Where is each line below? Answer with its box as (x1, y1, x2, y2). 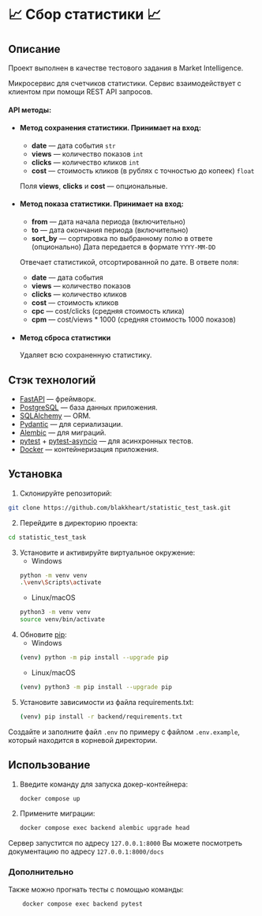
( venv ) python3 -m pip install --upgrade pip (19, 683, 172, 691)
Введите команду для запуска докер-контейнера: (19, 779, 188, 789)
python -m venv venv (19, 571, 88, 579)
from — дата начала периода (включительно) (31, 217, 186, 226)
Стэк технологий (8, 373, 96, 386)
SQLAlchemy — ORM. (19, 411, 92, 420)
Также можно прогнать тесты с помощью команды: (8, 884, 184, 894)
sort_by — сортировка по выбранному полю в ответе (31, 234, 213, 243)
